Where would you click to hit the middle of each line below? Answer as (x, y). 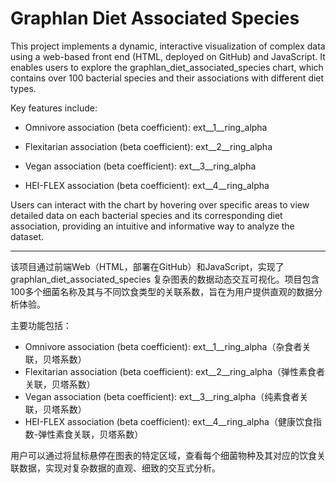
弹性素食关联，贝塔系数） (91, 434)
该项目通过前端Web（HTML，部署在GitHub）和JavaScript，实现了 (147, 266)
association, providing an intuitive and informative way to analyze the (152, 226)
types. (23, 88)
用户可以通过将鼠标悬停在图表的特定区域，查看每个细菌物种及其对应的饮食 (163, 455)
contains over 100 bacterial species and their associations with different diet (167, 78)
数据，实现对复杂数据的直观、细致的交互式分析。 (119, 468)
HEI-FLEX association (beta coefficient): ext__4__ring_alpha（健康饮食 (168, 421)
